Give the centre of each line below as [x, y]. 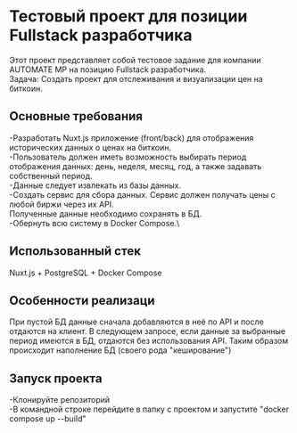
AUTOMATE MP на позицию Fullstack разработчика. [108, 69]
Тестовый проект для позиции [128, 16]
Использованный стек [75, 251]
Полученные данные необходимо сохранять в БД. [106, 213]
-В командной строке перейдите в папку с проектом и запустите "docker [149, 409]
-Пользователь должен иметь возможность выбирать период [128, 157]
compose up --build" [48, 419]
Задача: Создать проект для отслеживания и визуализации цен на [136, 78]
